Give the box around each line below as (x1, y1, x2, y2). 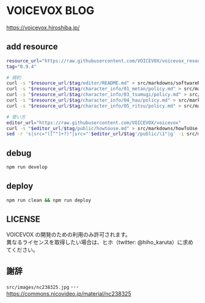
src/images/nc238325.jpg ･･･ (6, 283, 79, 291)
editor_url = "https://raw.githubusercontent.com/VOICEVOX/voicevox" (6, 120, 182, 126)
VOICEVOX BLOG (6, 4, 95, 18)
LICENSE (6, 214, 41, 225)
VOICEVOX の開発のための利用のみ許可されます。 (6, 231, 131, 238)
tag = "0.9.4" (6, 64, 37, 70)
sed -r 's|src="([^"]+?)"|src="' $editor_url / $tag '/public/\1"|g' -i (6, 131, 184, 137)
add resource (6, 42, 58, 52)
